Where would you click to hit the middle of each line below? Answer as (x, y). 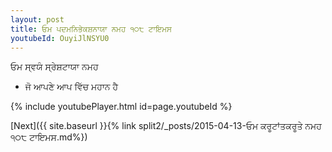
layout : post (37, 19)
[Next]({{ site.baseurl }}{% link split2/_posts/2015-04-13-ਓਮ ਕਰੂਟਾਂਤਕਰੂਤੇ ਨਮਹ (166, 126)
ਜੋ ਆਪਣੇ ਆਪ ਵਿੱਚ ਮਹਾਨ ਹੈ (71, 87)
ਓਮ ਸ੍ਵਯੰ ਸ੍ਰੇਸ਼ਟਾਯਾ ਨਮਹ (54, 67)
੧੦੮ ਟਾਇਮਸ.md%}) (49, 137)
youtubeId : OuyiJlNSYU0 (60, 38)
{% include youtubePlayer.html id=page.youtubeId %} (121, 107)
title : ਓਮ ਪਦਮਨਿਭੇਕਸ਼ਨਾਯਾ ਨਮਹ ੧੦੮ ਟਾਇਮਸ (91, 29)
